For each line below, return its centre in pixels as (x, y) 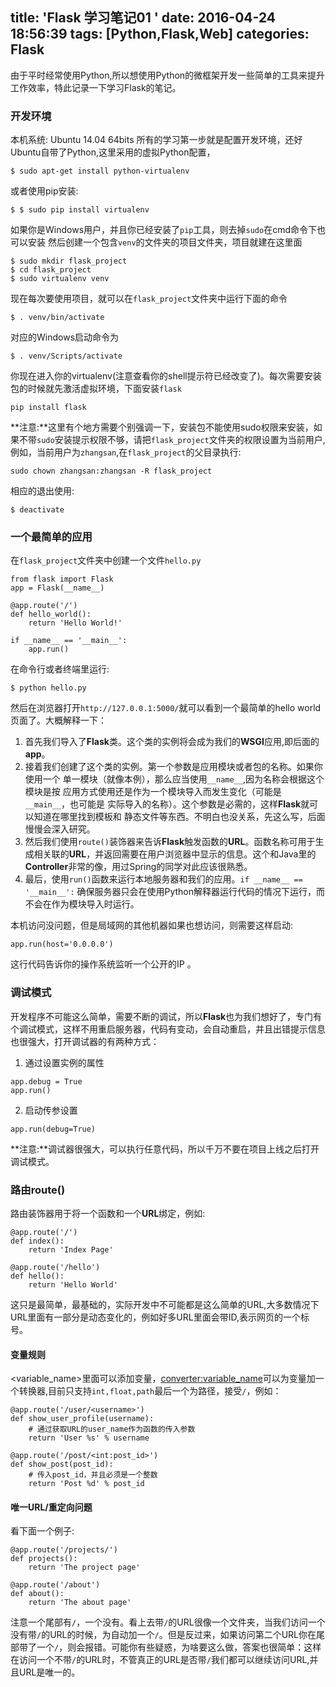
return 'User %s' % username (89, 1438)
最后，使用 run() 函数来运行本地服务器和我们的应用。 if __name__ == (163, 879)
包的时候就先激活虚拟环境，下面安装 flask (96, 389)
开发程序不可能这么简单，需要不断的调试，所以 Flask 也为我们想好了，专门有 (166, 1016)
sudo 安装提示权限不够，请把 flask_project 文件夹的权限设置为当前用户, (181, 440)
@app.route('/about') (55, 1585)
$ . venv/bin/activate (57, 318)
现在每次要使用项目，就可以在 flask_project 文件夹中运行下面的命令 (149, 299)
